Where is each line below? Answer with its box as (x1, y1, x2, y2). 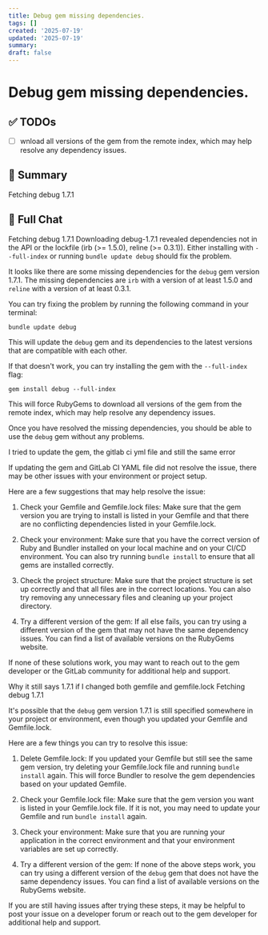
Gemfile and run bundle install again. (19, 811, 148, 821)
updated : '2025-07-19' (8, 34, 84, 42)
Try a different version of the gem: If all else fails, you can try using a (19, 617, 246, 626)
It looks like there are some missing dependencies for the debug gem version (8, 266, 260, 276)
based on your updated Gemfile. (19, 779, 126, 789)
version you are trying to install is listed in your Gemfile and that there (19, 510, 250, 520)
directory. (19, 601, 52, 610)
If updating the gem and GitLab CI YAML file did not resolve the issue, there (8, 462, 258, 472)
